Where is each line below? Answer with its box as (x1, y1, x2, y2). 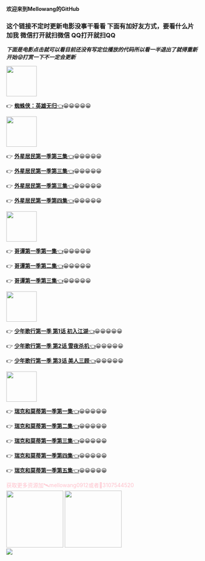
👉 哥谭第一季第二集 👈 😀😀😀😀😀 (6, 262, 92, 270)
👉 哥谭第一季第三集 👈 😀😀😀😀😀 (6, 277, 92, 284)
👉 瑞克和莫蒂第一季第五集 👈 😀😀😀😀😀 (6, 467, 107, 474)
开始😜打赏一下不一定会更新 (6, 53, 76, 61)
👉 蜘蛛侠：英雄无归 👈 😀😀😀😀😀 (6, 102, 92, 109)
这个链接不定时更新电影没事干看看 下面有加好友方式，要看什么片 (6, 22, 194, 30)
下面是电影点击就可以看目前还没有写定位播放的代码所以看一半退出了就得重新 (6, 46, 198, 53)
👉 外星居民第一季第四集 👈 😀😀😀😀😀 (6, 197, 102, 205)
